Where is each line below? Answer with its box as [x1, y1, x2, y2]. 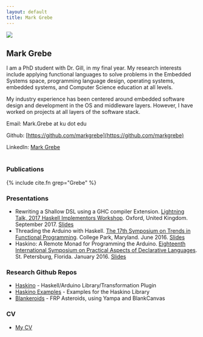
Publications [6, 165, 44, 173]
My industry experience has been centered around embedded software [6, 95, 185, 103]
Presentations [6, 194, 49, 202]
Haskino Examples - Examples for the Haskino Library [15, 289, 150, 296]
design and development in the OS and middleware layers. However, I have [6, 102, 193, 109]
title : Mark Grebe [6, 15, 53, 21]
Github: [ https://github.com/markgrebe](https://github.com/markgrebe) [6, 132, 184, 139]
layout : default [6, 8, 47, 15]
